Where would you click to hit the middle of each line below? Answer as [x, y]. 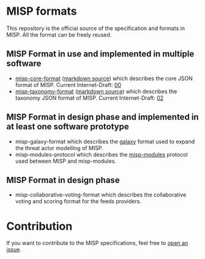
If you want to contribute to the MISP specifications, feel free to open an [97, 243]
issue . [14, 250]
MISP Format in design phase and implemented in [102, 117]
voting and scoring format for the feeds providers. [78, 201]
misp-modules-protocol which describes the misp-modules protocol [101, 154]
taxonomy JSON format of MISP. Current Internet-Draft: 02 [89, 98]
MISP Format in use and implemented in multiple [100, 54]
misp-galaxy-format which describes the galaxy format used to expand [105, 141]
